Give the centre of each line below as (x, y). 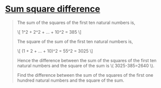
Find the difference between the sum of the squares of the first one (85, 75)
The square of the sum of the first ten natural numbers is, (75, 41)
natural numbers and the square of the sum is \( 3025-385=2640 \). (86, 66)
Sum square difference (53, 9)
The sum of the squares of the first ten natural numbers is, (76, 22)
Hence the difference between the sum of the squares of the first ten (87, 60)
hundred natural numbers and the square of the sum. (70, 80)
